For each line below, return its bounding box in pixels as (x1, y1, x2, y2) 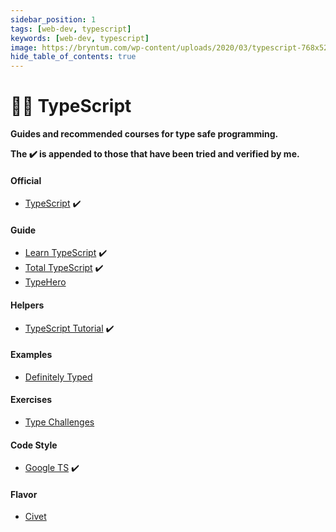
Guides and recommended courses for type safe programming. (10, 128, 279, 140)
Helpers (10, 299, 45, 311)
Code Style (10, 439, 58, 451)
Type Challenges (24, 416, 95, 428)
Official (10, 174, 42, 186)
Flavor (10, 488, 38, 500)
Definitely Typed (24, 371, 93, 383)
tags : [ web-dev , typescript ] (10, 24, 132, 34)
